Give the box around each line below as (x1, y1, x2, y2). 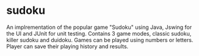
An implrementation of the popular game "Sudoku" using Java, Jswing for (6, 23, 192, 31)
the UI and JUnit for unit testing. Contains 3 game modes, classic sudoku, (6, 30, 192, 37)
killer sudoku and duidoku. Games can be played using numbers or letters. (6, 36, 194, 43)
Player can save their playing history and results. (6, 43, 129, 50)
